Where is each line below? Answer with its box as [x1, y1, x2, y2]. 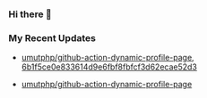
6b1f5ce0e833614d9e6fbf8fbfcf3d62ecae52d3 [21, 61, 198, 72]
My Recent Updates [8, 31, 96, 44]
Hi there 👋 [8, 8, 53, 20]
